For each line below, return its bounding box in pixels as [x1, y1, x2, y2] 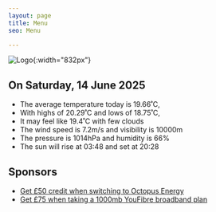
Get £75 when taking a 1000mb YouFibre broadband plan [19, 194, 208, 204]
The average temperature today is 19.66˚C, [19, 100, 161, 109]
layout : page [8, 11, 52, 20]
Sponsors [8, 165, 57, 179]
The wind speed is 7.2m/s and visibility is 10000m [19, 125, 183, 135]
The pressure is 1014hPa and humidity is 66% [19, 133, 170, 143]
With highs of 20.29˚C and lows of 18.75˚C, [19, 108, 161, 118]
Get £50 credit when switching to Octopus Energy [19, 186, 185, 195]
